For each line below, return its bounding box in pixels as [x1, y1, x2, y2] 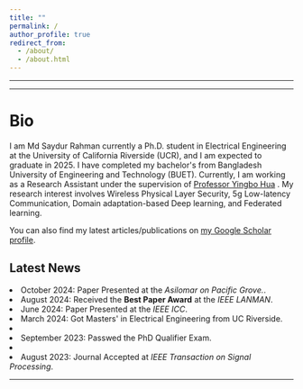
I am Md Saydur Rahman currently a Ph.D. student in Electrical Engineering [9, 140, 287, 151]
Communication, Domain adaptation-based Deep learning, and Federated [9, 197, 282, 208]
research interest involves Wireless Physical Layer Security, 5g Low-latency [9, 188, 291, 199]
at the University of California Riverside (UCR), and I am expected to [9, 149, 262, 160]
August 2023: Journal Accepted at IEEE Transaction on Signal [21, 351, 252, 362]
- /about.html [17, 55, 70, 64]
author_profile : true [9, 30, 91, 39]
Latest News [9, 260, 81, 276]
